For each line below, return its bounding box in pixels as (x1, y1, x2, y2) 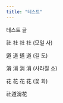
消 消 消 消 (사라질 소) (6, 64, 58, 72)
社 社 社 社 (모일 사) (6, 39, 53, 46)
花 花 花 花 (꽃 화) (6, 77, 48, 84)
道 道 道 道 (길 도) (6, 52, 48, 59)
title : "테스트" (6, 8, 43, 15)
